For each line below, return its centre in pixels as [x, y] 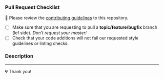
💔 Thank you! [18, 71]
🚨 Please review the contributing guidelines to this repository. [67, 18]
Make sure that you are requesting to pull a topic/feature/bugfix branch [85, 27]
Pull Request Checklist [32, 7]
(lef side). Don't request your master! [49, 33]
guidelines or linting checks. [41, 43]
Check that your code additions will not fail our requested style [75, 38]
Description [19, 56]
